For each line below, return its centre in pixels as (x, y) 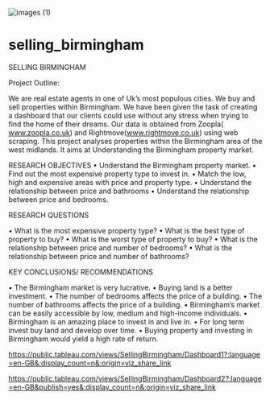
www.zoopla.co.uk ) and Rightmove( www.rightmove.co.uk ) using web (123, 132)
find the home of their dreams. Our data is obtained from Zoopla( (116, 124)
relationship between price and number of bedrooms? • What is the (120, 247)
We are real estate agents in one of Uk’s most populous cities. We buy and (132, 98)
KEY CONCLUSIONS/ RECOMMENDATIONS (81, 272)
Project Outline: (34, 82)
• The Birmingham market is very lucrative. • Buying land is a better (121, 287)
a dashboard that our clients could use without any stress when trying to (129, 115)
